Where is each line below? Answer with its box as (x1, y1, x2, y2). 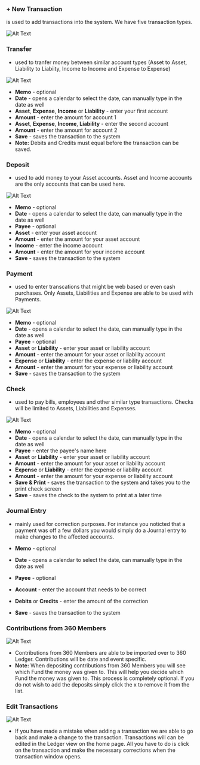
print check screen (14, 485, 61, 492)
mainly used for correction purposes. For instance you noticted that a (14, 520, 186, 527)
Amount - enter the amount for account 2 (14, 126, 118, 134)
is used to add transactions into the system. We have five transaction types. (6, 19, 193, 26)
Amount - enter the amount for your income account (14, 248, 145, 255)
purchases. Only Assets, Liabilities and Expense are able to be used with (14, 289, 193, 297)
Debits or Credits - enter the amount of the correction (14, 597, 149, 604)
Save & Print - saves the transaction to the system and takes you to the (14, 479, 190, 486)
